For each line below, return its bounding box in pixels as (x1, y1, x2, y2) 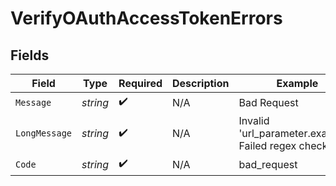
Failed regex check (238, 139, 328, 152)
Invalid (238, 114, 270, 127)
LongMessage (15, 128, 73, 139)
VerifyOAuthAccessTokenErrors (10, 7, 283, 30)
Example (276, 77, 319, 90)
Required (118, 77, 163, 90)
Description (172, 77, 230, 90)
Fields (10, 47, 50, 64)
